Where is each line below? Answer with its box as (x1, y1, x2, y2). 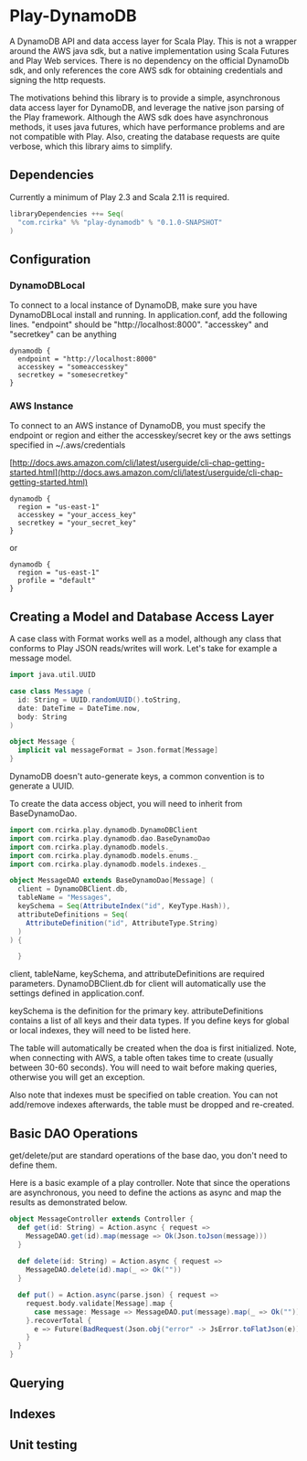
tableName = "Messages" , (17, 893, 112, 903)
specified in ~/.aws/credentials (9, 439, 126, 450)
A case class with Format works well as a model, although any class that (9, 633, 281, 644)
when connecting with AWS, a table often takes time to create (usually (9, 1053, 274, 1064)
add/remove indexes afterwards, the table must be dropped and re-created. (9, 1099, 295, 1110)
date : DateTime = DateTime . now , (17, 704, 142, 713)
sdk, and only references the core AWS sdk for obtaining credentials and (9, 65, 283, 76)
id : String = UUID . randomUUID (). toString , (17, 695, 182, 704)
